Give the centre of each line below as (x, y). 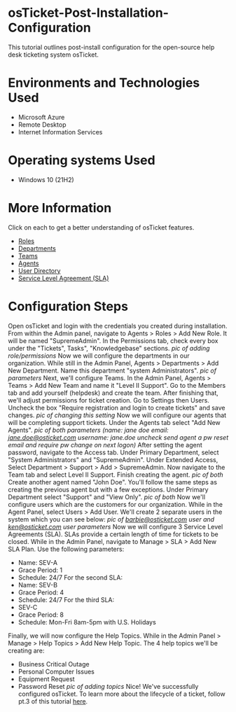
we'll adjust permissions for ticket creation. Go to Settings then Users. (109, 400)
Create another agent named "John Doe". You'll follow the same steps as (113, 482)
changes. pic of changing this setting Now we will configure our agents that (117, 415)
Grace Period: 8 (41, 615)
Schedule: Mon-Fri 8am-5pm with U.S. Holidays (87, 622)
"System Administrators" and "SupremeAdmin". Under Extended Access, (113, 459)
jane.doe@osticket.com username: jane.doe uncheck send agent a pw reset (118, 437)
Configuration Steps (68, 306)
